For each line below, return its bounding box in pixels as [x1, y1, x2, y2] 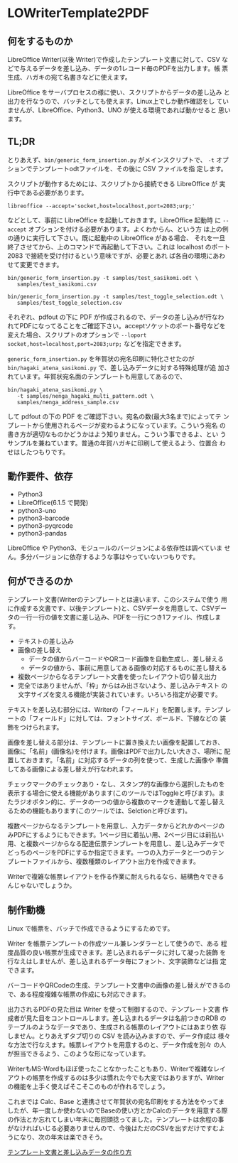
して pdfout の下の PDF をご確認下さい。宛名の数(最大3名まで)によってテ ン [7, 412, 229, 421]
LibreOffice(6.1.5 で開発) [17, 498, 89, 507]
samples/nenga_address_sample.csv [16, 399, 119, 406]
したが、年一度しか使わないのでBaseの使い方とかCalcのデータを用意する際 [7, 1106, 228, 1115]
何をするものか [7, 35, 73, 47]
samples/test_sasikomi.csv [16, 281, 97, 288]
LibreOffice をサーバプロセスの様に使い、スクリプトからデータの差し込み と [7, 88, 230, 97]
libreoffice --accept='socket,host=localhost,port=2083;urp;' [7, 202, 195, 210]
